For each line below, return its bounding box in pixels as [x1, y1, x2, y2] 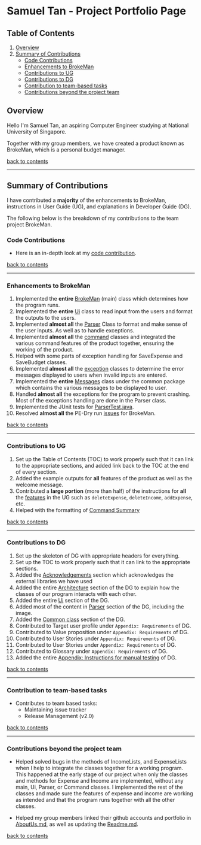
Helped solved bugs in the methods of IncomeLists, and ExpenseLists [15, 758, 187, 765]
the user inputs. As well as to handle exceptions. [15, 327, 135, 334]
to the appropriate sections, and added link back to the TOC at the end [15, 462, 190, 469]
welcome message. [15, 481, 64, 488]
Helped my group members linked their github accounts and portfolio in [15, 814, 191, 822]
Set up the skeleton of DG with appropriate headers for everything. [15, 552, 180, 559]
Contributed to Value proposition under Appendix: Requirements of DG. [15, 628, 189, 635]
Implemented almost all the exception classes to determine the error [15, 365, 184, 372]
